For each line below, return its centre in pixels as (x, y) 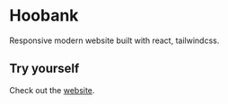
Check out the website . (52, 90)
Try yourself (44, 69)
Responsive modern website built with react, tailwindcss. (114, 40)
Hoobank (44, 16)
